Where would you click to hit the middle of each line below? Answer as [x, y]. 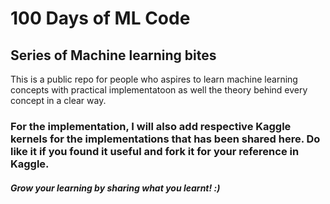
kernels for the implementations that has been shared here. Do [165, 139]
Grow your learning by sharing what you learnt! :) [115, 188]
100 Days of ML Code [100, 18]
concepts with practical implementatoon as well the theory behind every [159, 90]
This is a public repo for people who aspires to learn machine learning [154, 79]
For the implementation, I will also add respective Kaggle [151, 126]
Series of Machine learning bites [113, 55]
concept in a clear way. [58, 100]
